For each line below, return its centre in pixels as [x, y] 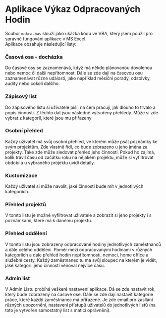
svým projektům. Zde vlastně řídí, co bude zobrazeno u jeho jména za [76, 147]
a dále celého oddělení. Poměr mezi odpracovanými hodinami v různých [79, 249]
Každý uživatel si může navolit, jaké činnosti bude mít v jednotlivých [74, 186]
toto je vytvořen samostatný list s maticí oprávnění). [58, 310]
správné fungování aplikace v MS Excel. [46, 39]
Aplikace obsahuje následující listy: [41, 44]
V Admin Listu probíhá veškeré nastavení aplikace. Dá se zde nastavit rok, [81, 289]
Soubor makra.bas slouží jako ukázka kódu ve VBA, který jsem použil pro [79, 33]
